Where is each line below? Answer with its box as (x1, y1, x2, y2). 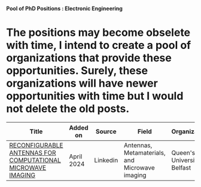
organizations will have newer (6, 76, 159, 90)
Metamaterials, (123, 148, 166, 157)
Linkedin (94, 156, 118, 164)
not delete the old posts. (6, 102, 130, 115)
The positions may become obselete (6, 26, 191, 39)
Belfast (171, 163, 191, 171)
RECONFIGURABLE (9, 141, 63, 149)
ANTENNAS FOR (9, 148, 56, 157)
